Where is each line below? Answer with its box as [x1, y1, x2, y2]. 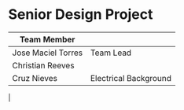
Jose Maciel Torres [12, 47, 83, 58]
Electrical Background [90, 72, 171, 83]
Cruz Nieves [12, 72, 57, 83]
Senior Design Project [8, 5, 153, 24]
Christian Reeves [12, 60, 75, 71]
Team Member [19, 34, 75, 45]
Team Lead [90, 47, 132, 58]
